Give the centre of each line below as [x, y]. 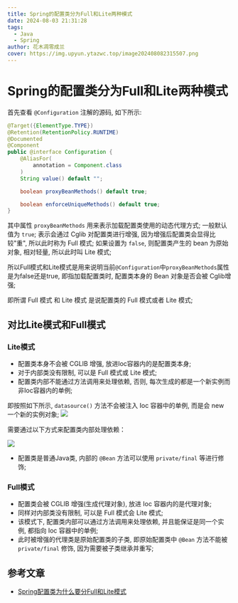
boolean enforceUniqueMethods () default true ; [90, 204]
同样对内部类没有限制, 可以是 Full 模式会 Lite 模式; [90, 513]
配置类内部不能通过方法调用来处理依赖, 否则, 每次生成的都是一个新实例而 [124, 381]
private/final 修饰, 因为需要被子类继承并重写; [86, 548]
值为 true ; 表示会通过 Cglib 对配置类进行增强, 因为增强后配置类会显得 [108, 234]
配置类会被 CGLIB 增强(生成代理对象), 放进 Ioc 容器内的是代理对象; [114, 504]
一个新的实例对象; [33, 414]
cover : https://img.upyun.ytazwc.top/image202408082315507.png [103, 54]
